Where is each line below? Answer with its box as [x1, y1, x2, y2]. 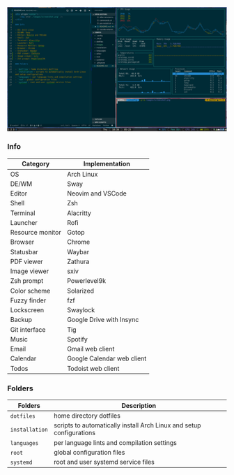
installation [10, 426, 48, 433]
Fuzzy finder [10, 296, 47, 305]
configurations [53, 429, 96, 437]
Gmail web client [67, 345, 115, 353]
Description [121, 401, 157, 409]
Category [22, 160, 50, 168]
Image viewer [10, 267, 49, 275]
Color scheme [10, 286, 51, 295]
